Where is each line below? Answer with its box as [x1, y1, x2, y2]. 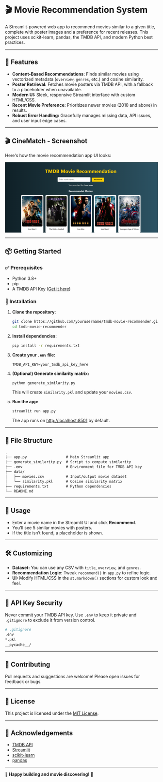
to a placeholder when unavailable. [12, 86, 82, 92]
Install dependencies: [12, 333, 57, 339]
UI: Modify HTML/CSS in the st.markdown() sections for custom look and [12, 575, 158, 581]
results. [12, 107, 28, 113]
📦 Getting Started [5, 247, 62, 255]
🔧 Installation [5, 298, 37, 305]
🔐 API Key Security [5, 599, 63, 607]
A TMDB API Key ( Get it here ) [12, 286, 71, 292]
